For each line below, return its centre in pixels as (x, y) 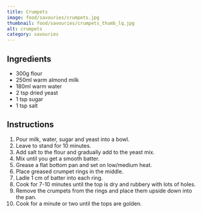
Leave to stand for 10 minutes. (53, 145)
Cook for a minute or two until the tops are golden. (79, 203)
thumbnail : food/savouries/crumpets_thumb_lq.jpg (71, 23)
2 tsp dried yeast (37, 93)
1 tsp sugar (29, 99)
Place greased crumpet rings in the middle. (69, 171)
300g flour (29, 73)
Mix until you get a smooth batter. (57, 159)
